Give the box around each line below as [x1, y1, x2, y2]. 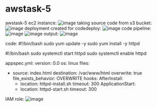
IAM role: [5, 96, 24, 102]
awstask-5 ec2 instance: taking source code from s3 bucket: [5, 20, 152, 26]
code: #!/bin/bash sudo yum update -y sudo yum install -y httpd [5, 40, 140, 46]
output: [43, 30, 59, 37]
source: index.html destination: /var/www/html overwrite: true [12, 69, 142, 76]
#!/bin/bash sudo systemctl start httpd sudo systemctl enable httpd [5, 50, 147, 56]
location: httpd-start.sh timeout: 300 [20, 86, 97, 92]
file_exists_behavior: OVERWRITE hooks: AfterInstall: [12, 75, 123, 81]
